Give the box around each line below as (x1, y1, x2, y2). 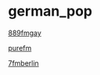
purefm (8, 43, 32, 52)
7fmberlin (8, 58, 39, 68)
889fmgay (8, 28, 41, 37)
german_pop (8, 2, 92, 20)
